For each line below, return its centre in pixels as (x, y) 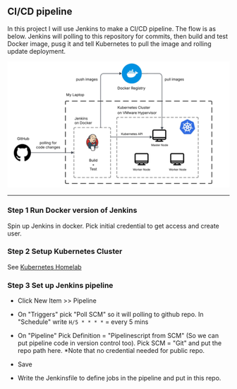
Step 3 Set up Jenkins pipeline (60, 285)
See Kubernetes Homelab (45, 267)
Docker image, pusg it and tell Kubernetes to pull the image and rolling (109, 43)
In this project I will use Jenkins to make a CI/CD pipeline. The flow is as (112, 28)
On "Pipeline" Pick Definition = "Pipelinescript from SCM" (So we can (118, 336)
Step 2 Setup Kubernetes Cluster (65, 252)
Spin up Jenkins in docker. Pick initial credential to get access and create (114, 226)
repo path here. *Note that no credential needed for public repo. (111, 351)
